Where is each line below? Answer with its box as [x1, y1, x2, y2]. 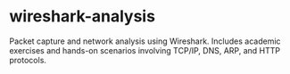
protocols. [9, 54, 47, 65]
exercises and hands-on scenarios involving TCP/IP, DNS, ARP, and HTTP [9, 45, 281, 55]
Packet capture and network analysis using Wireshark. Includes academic [9, 36, 281, 46]
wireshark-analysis [9, 6, 156, 27]
